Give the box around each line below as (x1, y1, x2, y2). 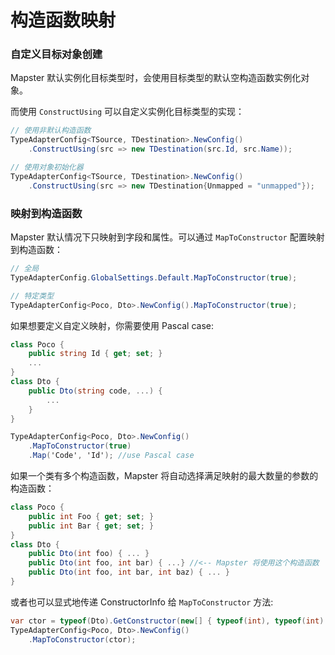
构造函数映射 (10, 9, 117, 32)
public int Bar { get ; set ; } (28, 521, 155, 531)
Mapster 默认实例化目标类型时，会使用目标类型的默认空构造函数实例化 (10, 72, 302, 84)
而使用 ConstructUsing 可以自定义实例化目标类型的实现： (10, 106, 245, 118)
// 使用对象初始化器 (10, 162, 84, 173)
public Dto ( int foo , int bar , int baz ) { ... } (28, 567, 230, 578)
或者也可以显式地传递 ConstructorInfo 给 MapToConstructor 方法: (10, 596, 274, 608)
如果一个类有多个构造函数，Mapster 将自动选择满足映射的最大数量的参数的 (10, 470, 319, 482)
